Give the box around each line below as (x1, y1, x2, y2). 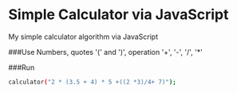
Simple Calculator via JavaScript (8, 6, 229, 24)
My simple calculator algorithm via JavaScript (8, 32, 158, 41)
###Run (8, 62, 35, 72)
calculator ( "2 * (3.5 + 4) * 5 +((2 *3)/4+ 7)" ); (8, 78, 177, 86)
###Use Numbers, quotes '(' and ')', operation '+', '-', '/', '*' (8, 47, 203, 56)
